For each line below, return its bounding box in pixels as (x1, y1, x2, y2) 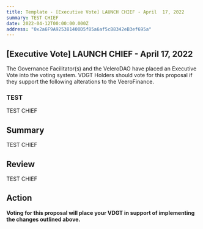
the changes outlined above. (6, 216, 81, 223)
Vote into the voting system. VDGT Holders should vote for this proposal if (6, 72, 193, 79)
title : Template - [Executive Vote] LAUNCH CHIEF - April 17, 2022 (6, 9, 185, 15)
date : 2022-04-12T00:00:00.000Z (6, 20, 89, 26)
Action (6, 193, 32, 203)
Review (6, 159, 35, 169)
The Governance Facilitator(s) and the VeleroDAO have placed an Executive (6, 65, 197, 72)
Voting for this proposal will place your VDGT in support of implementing (6, 209, 195, 216)
